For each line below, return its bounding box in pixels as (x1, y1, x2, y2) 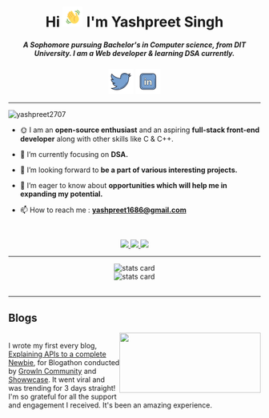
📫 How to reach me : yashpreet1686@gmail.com (19, 205, 187, 215)
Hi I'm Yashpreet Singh (45, 13, 224, 31)
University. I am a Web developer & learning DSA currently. (34, 48, 235, 58)
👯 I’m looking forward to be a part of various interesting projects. (19, 165, 238, 175)
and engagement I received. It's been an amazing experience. (8, 400, 213, 410)
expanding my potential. (19, 189, 103, 199)
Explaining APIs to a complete (8, 349, 106, 359)
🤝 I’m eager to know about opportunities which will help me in (19, 181, 228, 191)
